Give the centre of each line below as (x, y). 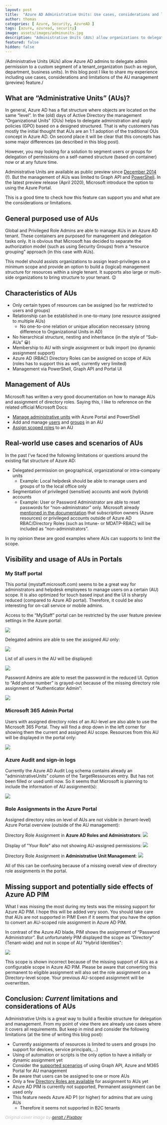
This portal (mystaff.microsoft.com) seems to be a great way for (71, 584)
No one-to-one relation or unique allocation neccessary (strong (85, 326)
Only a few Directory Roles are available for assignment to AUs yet (80, 1081)
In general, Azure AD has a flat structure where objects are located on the (81, 110)
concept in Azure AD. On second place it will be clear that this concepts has (83, 137)
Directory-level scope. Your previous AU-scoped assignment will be (75, 978)
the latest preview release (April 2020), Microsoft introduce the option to (79, 182)
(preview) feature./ (24, 82)
